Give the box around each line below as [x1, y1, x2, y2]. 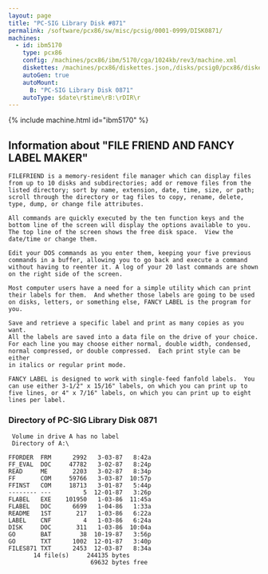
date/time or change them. [8, 235, 98, 244]
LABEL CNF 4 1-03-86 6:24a [8, 516, 152, 524]
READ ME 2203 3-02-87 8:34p [8, 468, 152, 476]
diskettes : [22, 64, 59, 72]
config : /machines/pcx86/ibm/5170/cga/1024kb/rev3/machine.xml [22, 57, 238, 65]
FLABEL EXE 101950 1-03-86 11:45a [8, 496, 152, 504]
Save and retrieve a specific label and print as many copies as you [8, 319, 245, 328]
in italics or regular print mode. [8, 361, 127, 369]
